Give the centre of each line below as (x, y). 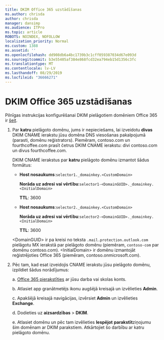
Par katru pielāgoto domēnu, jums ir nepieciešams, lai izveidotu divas (82, 130)
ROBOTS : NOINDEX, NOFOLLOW (32, 37)
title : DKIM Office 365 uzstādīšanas (43, 9)
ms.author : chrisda (25, 14)
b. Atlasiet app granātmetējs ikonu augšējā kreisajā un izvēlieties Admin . (85, 288)
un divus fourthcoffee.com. (40, 150)
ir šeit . (11, 120)
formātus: (22, 165)
